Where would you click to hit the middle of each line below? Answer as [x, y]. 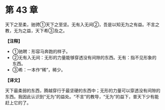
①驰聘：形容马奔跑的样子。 [41, 51]
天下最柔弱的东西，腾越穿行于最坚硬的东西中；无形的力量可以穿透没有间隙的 [83, 90]
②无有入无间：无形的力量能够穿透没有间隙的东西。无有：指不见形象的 [84, 57]
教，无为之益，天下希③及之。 [36, 30]
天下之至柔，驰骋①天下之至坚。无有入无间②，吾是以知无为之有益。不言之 [82, 24]
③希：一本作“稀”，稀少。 [39, 69]
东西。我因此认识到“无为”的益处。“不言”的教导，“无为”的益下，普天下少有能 [82, 96]
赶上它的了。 [18, 103]
